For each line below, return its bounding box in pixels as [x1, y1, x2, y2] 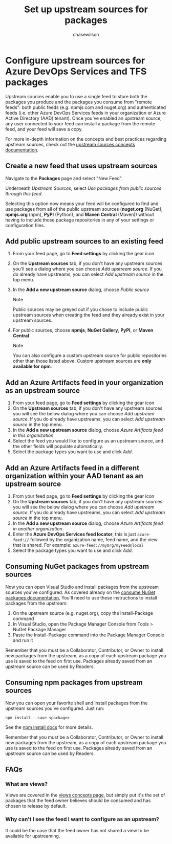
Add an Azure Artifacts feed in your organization [5, 378, 164, 387]
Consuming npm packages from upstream [5, 678, 143, 687]
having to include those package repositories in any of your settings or [5, 216, 155, 223]
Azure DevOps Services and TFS [5, 65, 147, 77]
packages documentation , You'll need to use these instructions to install [5, 594, 157, 601]
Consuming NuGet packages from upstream [5, 562, 149, 571]
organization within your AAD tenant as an [5, 472, 143, 480]
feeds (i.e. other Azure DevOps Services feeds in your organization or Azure [5, 109, 166, 116]
